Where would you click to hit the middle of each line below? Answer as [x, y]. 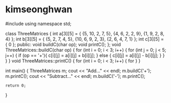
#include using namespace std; [38, 24]
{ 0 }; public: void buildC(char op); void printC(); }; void [63, 44]
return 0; [16, 86]
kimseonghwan [39, 9]
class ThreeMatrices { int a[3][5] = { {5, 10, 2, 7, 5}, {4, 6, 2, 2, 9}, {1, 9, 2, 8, [85, 33]
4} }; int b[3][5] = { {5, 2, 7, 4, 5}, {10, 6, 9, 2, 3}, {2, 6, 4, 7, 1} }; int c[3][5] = [85, 39]
